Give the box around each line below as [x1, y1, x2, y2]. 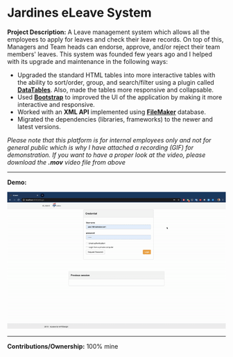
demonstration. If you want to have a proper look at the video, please [7, 151, 206, 159]
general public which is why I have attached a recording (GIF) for [7, 143, 194, 151]
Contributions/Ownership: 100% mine [7, 342, 119, 350]
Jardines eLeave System [7, 5, 152, 21]
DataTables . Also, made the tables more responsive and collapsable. [17, 85, 214, 94]
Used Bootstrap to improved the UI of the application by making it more [17, 92, 223, 101]
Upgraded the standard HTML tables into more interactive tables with [17, 71, 216, 79]
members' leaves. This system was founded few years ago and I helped [7, 50, 213, 58]
